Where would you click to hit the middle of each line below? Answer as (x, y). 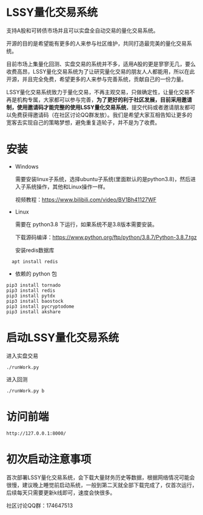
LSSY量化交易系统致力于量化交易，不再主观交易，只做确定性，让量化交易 (98, 92)
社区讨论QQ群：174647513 (40, 505)
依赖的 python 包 (36, 274)
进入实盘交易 (22, 356)
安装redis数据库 (35, 250)
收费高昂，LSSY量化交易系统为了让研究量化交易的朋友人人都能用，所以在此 (101, 71)
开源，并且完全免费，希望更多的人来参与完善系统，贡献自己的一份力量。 (96, 79)
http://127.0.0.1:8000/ (36, 433)
